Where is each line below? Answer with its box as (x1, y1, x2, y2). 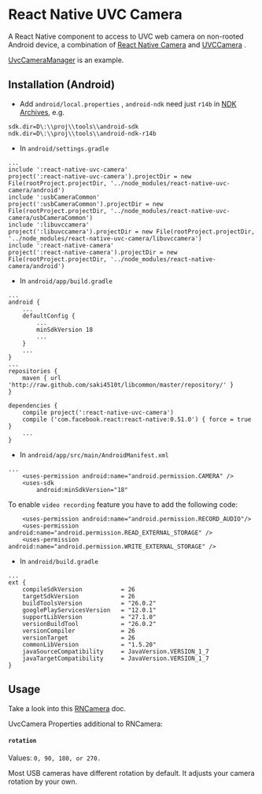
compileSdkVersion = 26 (22, 585, 135, 593)
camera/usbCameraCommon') (8, 214, 93, 222)
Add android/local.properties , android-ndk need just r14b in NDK (19, 99, 237, 108)
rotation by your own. (8, 777, 77, 786)
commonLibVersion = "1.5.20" (22, 640, 157, 648)
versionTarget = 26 (22, 633, 135, 642)
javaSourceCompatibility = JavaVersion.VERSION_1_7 (22, 647, 210, 655)
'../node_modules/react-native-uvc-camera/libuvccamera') (8, 234, 202, 242)
